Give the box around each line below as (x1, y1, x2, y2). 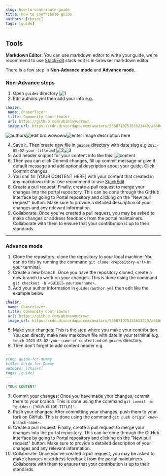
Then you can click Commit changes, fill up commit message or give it (12, 158, 156, 163)
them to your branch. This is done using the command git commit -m (12, 398, 153, 404)
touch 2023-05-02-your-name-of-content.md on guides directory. (12, 338, 143, 344)
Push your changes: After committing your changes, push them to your (12, 409, 157, 414)
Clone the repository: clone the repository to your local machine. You (12, 254, 153, 260)
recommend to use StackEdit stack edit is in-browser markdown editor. (5, 58, 150, 63)
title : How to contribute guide (5, 12, 72, 17)
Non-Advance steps (5, 79, 55, 86)
